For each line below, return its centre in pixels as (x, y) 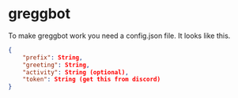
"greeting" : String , (56, 65)
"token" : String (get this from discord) (91, 80)
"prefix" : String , (53, 57)
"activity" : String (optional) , (76, 72)
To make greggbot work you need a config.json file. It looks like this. (119, 36)
